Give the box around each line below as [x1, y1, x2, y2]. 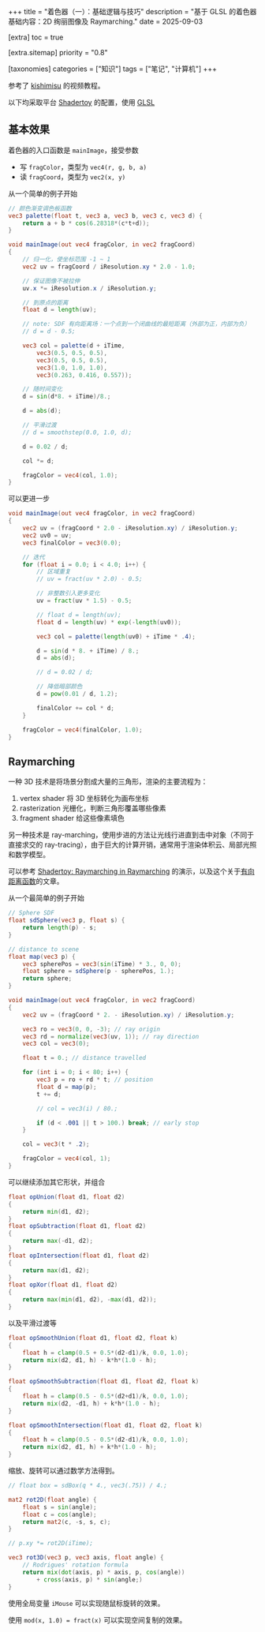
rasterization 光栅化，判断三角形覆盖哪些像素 [19, 803, 166, 813]
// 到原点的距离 [22, 298, 69, 306]
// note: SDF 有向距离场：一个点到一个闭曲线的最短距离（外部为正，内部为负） [22, 320, 251, 328]
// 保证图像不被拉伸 [22, 277, 80, 285]
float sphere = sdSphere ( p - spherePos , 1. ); [22, 968, 175, 975]
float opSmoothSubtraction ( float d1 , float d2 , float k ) [8, 1378, 200, 1386]
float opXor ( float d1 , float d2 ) [8, 1281, 118, 1289]
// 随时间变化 [22, 385, 63, 393]
